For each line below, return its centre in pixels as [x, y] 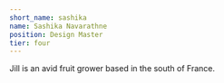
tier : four [30, 43]
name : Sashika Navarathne [58, 26]
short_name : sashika [49, 18]
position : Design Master [56, 34]
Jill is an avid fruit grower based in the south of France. [112, 69]
